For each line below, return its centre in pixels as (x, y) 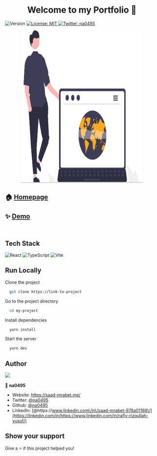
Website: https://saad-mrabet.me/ (46, 395)
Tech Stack (22, 243)
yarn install (23, 330)
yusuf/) (19, 421)
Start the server (21, 339)
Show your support (35, 436)
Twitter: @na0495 (30, 400)
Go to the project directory (32, 301)
